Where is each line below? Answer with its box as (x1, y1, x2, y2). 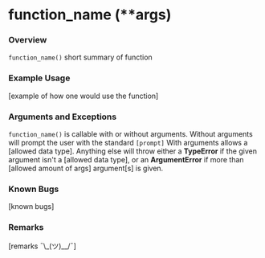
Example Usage (8, 72, 71, 84)
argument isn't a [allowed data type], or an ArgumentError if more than (8, 155, 244, 165)
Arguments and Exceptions (8, 111, 117, 122)
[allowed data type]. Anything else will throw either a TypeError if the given (8, 146, 257, 156)
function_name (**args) (8, 6, 172, 24)
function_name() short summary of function (8, 52, 153, 62)
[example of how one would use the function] (8, 91, 159, 100)
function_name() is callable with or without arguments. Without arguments (8, 129, 253, 139)
